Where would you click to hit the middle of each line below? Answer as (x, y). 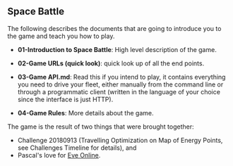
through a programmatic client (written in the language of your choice (119, 91)
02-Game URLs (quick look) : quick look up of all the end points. (111, 63)
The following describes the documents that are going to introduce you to (114, 28)
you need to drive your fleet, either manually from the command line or (120, 84)
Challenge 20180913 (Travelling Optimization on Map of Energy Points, (120, 140)
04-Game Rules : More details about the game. (85, 113)
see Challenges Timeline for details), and (77, 148)
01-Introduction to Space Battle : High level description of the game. (117, 49)
